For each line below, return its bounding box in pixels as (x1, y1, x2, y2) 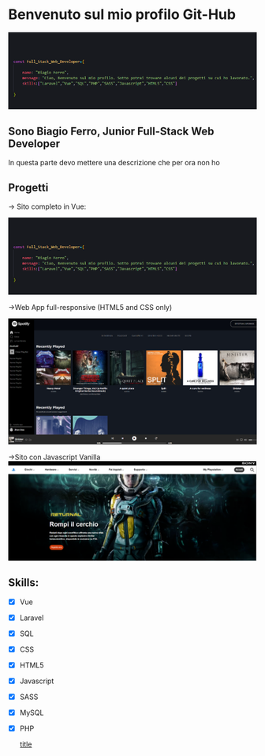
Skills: (8, 576, 39, 590)
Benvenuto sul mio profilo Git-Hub (8, 6, 237, 24)
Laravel (19, 613, 44, 622)
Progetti (8, 180, 49, 195)
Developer (8, 137, 61, 150)
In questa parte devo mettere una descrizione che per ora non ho (8, 158, 221, 168)
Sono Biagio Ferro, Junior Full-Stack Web (8, 124, 215, 138)
